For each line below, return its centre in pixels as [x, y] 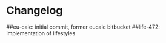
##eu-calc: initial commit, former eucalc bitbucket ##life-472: [83, 27]
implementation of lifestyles [41, 33]
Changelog [35, 10]
